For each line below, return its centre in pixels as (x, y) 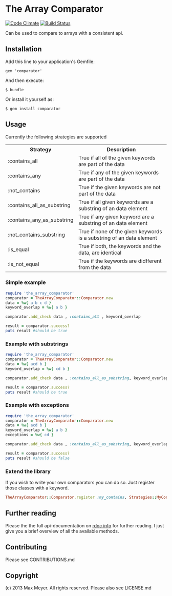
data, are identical (100, 253)
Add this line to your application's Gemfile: (50, 61)
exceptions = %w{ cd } (29, 435)
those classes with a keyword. (37, 488)
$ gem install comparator (33, 109)
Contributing (26, 547)
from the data (95, 267)
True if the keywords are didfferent (120, 261)
